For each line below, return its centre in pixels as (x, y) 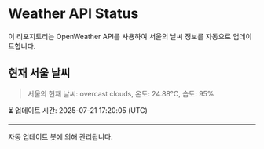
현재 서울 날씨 (39, 73)
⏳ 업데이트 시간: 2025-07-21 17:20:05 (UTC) (78, 110)
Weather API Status (73, 14)
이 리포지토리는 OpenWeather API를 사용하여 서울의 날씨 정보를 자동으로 (120, 36)
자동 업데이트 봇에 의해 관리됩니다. (60, 136)
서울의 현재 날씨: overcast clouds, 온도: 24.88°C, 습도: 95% (121, 93)
